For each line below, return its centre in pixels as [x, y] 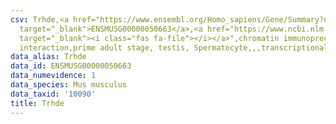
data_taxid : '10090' [53, 94]
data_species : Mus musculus [69, 85]
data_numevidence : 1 [53, 76]
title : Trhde [37, 103]
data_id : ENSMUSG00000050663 [71, 66]
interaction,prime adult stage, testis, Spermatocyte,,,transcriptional [174, 47]
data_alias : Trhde [48, 57]
